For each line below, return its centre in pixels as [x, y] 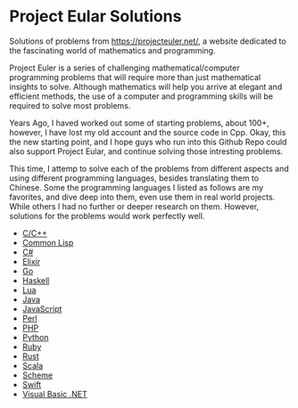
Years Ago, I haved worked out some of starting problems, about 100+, [139, 123]
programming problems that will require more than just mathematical [135, 77]
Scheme [37, 375]
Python [35, 337]
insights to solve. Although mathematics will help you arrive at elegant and [146, 86]
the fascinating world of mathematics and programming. [112, 50]
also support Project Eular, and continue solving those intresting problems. [146, 151]
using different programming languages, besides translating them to [134, 178]
